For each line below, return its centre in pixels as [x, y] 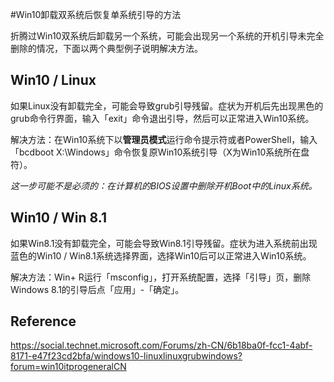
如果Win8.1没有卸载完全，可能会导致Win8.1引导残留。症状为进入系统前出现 [164, 243]
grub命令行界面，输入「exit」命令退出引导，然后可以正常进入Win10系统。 [162, 118]
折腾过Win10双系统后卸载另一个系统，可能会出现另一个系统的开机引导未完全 [167, 36]
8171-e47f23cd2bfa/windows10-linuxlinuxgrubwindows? [126, 356]
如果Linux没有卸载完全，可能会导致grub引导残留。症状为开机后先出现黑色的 [167, 105]
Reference [43, 321]
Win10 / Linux [53, 80]
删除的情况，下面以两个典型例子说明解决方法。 [106, 48]
